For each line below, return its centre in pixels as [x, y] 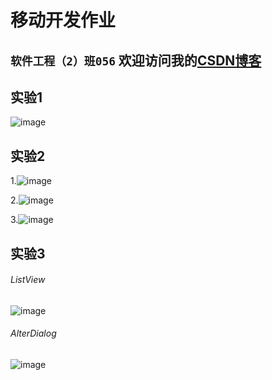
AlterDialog [33, 333]
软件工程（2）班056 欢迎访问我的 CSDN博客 [136, 60]
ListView [28, 280]
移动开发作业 [63, 20]
